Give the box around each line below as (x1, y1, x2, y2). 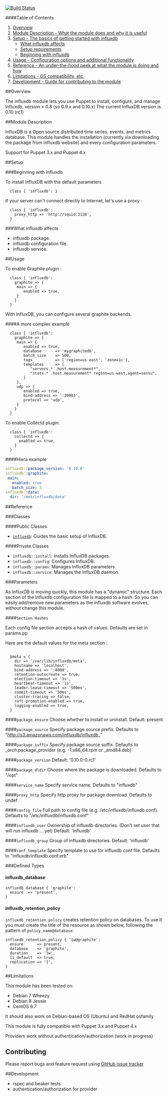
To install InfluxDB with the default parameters (5, 179, 102, 185)
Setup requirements (20, 46, 62, 52)
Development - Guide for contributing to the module (12, 79, 121, 84)
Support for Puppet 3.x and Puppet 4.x (5, 149, 86, 155)
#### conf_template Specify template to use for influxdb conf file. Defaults (5, 847, 160, 854)
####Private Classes (5, 543, 49, 549)
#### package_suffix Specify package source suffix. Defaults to (5, 742, 138, 748)
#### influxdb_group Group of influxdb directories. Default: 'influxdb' (5, 838, 149, 844)
